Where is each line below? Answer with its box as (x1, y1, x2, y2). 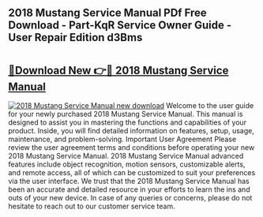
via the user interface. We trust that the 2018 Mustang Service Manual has (8, 177, 250, 185)
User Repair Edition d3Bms (8, 31, 143, 44)
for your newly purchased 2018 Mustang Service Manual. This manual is (8, 110, 243, 118)
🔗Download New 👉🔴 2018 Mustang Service (8, 63, 229, 77)
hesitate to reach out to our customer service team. (8, 201, 175, 211)
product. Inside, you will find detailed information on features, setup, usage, (8, 126, 254, 135)
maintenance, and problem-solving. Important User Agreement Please (8, 134, 237, 144)
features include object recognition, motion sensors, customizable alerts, (8, 159, 246, 169)
